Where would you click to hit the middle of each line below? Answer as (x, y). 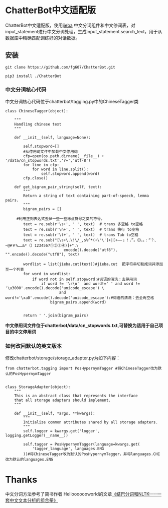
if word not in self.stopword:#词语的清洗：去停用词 (84, 279)
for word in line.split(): (60, 169)
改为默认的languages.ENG (29, 460)
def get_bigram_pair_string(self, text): (58, 187)
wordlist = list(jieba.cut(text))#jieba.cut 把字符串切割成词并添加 (93, 264)
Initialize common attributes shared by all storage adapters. (91, 422)
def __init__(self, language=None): (53, 138)
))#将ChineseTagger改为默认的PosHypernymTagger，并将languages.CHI (92, 454)
